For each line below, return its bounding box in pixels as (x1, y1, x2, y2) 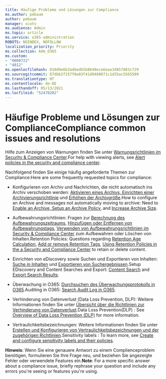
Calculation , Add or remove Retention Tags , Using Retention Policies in (12, 241, 158, 247)
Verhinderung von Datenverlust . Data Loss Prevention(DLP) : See (12, 307, 145, 313)
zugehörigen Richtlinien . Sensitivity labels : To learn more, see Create (12, 332, 154, 338)
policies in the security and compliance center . (5, 160, 101, 166)
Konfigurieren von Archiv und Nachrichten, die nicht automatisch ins (12, 184, 153, 190)
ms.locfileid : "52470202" (5, 90, 59, 95)
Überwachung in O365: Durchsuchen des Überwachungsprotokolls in (12, 281, 156, 288)
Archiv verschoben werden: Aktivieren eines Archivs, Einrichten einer (12, 189, 155, 195)
